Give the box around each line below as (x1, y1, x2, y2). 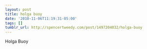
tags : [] (5, 20, 23, 26)
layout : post (5, 7, 32, 12)
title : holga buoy (5, 12, 42, 16)
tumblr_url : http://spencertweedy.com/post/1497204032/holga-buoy (5, 25, 143, 30)
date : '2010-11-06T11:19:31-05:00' (5, 16, 77, 21)
